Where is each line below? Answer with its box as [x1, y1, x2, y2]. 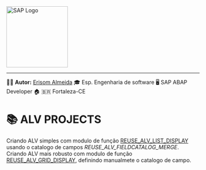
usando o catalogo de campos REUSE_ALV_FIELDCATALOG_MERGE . [6, 143, 180, 150]
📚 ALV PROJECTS [6, 113, 102, 127]
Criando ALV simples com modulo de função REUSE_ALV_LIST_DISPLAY [6, 137, 189, 144]
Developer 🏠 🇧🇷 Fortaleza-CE [6, 88, 86, 95]
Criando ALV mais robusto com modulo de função [6, 150, 133, 157]
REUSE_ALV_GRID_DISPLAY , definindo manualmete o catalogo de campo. [6, 156, 192, 164]
